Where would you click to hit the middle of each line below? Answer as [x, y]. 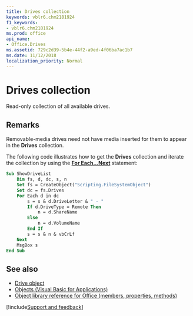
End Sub [16, 251]
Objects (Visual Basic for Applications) [61, 289]
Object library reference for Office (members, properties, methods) [96, 296]
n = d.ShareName [57, 212]
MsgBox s [27, 245]
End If [35, 229]
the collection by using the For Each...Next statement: [72, 163]
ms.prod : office [26, 34]
